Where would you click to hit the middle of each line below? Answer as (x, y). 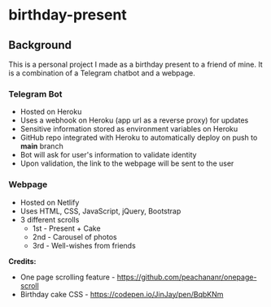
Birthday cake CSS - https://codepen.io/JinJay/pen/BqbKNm (122, 294)
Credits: (22, 261)
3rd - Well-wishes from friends (84, 245)
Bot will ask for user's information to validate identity (108, 155)
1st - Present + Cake (66, 228)
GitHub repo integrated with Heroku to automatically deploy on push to (139, 138)
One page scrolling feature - (68, 277)
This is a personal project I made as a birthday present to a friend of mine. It (135, 64)
